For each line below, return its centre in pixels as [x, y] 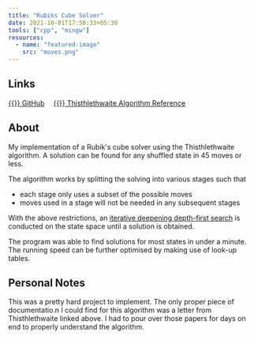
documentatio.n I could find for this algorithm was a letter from [110, 310]
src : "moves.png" [51, 52]
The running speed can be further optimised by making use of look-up [123, 250]
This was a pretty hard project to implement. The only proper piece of [121, 302]
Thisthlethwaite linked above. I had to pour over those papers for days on [127, 319]
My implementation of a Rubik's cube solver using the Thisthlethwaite [121, 147]
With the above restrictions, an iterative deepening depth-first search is [124, 218]
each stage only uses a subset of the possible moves [106, 194]
